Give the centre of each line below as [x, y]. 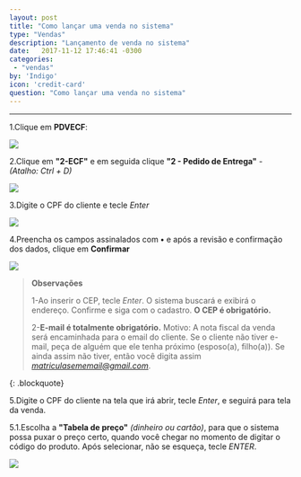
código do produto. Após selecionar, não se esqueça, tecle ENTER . [133, 446]
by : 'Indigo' [34, 76]
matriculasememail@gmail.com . [91, 366]
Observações [57, 283]
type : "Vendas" [38, 34]
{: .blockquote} [37, 383]
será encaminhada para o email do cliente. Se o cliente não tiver [150, 337]
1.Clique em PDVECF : [48, 127]
